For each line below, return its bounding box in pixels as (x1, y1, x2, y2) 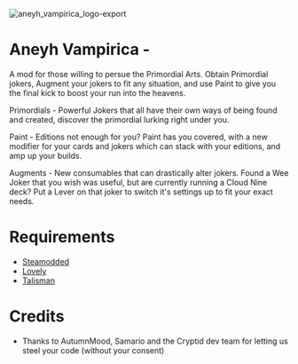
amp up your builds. (9, 150, 82, 161)
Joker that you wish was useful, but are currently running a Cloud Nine (9, 177, 268, 187)
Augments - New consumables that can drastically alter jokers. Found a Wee (9, 167, 289, 178)
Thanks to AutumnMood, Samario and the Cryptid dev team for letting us (21, 336, 288, 346)
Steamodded (21, 256, 69, 266)
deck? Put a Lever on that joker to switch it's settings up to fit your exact (9, 186, 273, 197)
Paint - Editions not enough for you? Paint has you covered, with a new (9, 131, 268, 142)
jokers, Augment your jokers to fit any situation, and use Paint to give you (9, 78, 277, 89)
